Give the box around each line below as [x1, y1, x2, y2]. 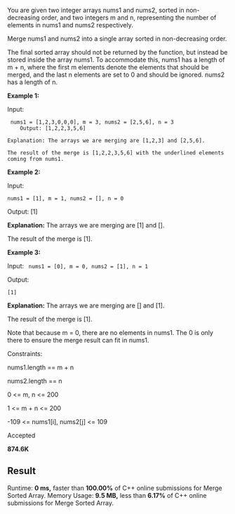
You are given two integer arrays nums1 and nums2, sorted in [7, 6, 184, 14]
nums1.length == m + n [7, 363, 74, 371]
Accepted [7, 431, 36, 440]
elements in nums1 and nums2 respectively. [7, 21, 133, 29]
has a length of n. [7, 78, 58, 86]
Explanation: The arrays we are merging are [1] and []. [7, 221, 165, 229]
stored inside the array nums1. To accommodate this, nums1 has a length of [7, 55, 225, 64]
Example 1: [7, 91, 40, 100]
